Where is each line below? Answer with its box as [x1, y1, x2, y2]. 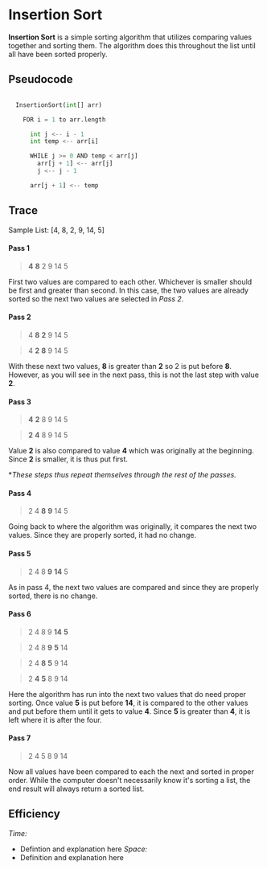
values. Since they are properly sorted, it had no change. [8, 531, 197, 540]
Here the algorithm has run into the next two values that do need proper [8, 689, 247, 699]
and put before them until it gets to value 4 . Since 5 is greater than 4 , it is [8, 706, 251, 716]
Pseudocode [8, 72, 74, 86]
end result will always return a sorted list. [8, 784, 145, 793]
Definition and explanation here [19, 852, 125, 862]
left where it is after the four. [8, 715, 102, 724]
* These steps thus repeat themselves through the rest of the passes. [8, 470, 237, 480]
